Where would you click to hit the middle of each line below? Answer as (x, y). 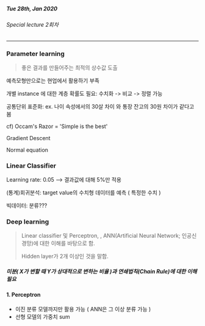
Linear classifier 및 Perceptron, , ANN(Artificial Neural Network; (101, 236)
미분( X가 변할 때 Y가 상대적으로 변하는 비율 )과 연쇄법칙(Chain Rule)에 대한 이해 (102, 272)
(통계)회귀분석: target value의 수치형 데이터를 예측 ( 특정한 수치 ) (84, 193)
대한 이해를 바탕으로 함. (67, 243)
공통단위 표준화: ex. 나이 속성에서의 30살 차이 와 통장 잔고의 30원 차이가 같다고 (100, 106)
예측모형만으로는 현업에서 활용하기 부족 (53, 80)
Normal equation (27, 150)
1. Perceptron (23, 295)
